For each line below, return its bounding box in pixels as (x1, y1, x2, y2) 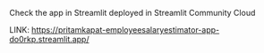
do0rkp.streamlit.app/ (9, 34, 89, 44)
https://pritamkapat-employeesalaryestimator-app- (30, 25, 220, 34)
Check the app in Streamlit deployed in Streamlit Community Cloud (9, 8, 256, 18)
